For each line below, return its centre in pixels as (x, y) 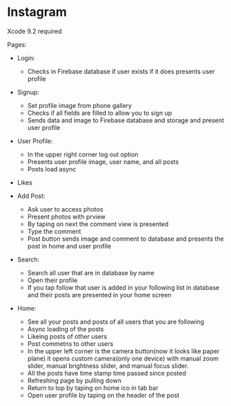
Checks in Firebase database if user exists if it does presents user (121, 71)
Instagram (37, 12)
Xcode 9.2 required (34, 31)
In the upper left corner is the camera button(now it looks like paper (123, 351)
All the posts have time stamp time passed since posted (107, 373)
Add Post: (31, 196)
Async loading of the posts (66, 329)
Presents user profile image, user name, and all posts (103, 162)
